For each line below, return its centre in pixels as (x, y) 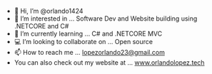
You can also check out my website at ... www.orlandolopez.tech (109, 63)
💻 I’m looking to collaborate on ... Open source (84, 42)
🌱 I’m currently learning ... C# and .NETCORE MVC (88, 33)
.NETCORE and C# (41, 26)
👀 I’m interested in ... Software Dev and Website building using (106, 18)
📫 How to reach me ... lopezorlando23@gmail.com (90, 52)
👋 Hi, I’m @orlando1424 (49, 11)
